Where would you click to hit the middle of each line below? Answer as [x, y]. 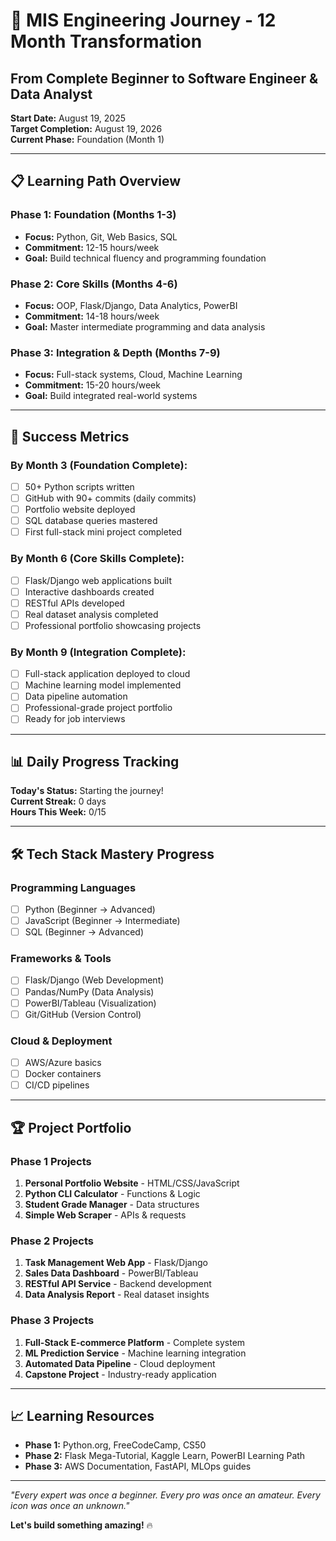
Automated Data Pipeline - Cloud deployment [120, 1363]
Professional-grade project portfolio [98, 708]
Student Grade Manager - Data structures [112, 1204]
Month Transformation [106, 41]
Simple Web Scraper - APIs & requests [105, 1215]
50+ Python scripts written [79, 486]
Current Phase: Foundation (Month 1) [87, 139]
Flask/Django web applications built [98, 580]
